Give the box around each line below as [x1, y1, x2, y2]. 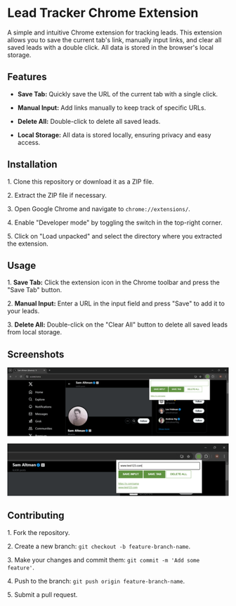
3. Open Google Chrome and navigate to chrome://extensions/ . [7, 204, 191, 213]
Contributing [7, 510, 65, 522]
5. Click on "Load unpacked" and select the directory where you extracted [7, 232, 223, 240]
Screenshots [7, 348, 65, 360]
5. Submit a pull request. [7, 590, 78, 599]
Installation [7, 158, 58, 170]
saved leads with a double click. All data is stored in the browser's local [7, 43, 214, 51]
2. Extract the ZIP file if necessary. [7, 191, 107, 199]
